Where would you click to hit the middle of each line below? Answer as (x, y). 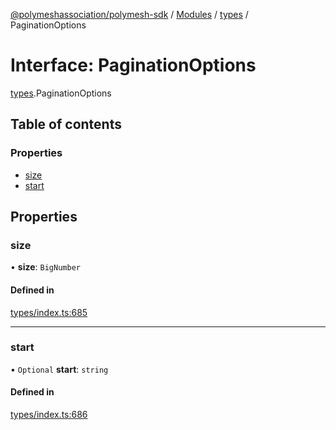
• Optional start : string (59, 369)
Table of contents (66, 124)
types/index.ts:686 (49, 415)
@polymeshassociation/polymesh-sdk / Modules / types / (129, 14)
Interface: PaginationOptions (133, 65)
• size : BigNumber (45, 267)
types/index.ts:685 (49, 312)
